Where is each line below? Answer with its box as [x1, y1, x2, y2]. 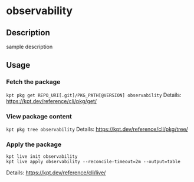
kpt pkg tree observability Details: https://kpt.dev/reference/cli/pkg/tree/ [6, 125, 189, 133]
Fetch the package [6, 78, 61, 86]
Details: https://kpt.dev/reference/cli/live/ [6, 169, 106, 176]
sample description [6, 43, 53, 50]
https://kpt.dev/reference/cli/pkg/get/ [6, 97, 97, 104]
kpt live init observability [6, 154, 78, 160]
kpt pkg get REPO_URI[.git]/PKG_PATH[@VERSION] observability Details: [6, 91, 182, 98]
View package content [6, 112, 73, 120]
